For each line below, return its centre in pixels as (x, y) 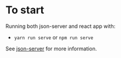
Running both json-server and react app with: (60, 26)
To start (25, 10)
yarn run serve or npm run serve (53, 37)
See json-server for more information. (51, 48)
